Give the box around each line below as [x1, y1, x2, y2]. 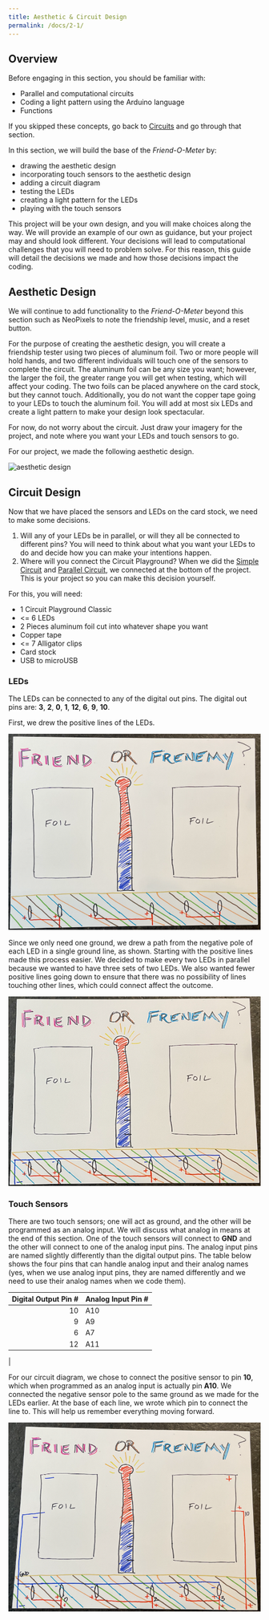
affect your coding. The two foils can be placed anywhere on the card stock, [8, 382, 260, 391]
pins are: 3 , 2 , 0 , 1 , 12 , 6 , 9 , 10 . [8, 703, 110, 712]
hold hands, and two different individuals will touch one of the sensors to [8, 356, 248, 366]
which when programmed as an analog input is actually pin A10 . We [8, 1381, 232, 1391]
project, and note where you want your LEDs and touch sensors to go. [8, 431, 239, 441]
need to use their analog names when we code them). [8, 1276, 187, 1286]
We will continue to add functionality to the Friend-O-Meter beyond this [8, 306, 244, 316]
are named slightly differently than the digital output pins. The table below [8, 1251, 252, 1261]
